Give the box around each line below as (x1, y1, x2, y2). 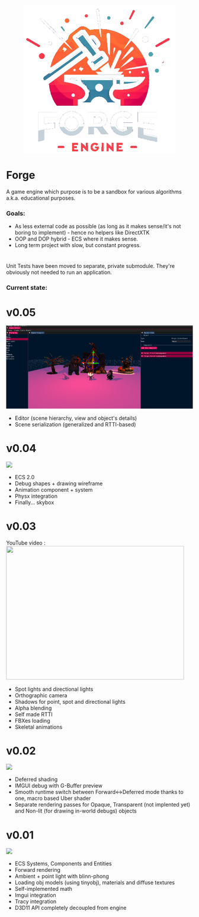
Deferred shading (14, 776, 58, 783)
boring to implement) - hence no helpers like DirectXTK (14, 229, 150, 236)
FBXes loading (14, 717, 50, 724)
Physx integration (14, 492, 58, 499)
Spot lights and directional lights (14, 685, 94, 693)
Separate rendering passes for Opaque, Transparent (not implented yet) (14, 801, 191, 808)
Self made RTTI (14, 710, 53, 717)
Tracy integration (14, 898, 57, 905)
